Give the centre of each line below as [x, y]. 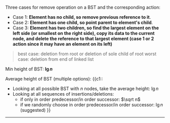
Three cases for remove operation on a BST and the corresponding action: [83, 7]
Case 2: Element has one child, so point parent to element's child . [83, 23]
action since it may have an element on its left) [62, 44]
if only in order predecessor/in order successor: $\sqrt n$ [80, 99]
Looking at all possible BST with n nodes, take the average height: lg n [86, 89]
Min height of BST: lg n [29, 69]
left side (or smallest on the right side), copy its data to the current [83, 33]
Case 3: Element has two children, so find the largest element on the [86, 28]
